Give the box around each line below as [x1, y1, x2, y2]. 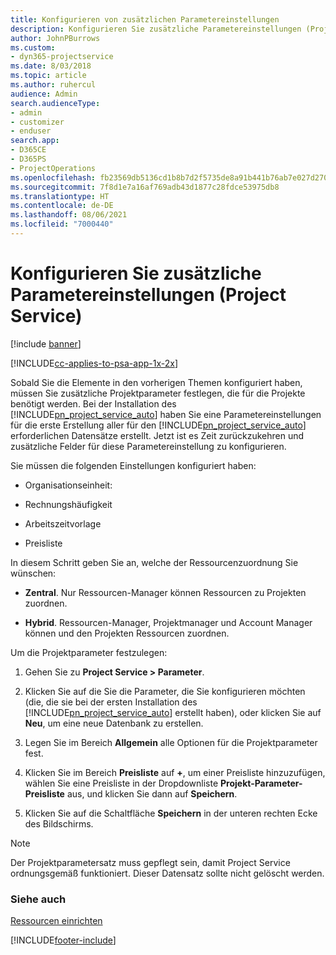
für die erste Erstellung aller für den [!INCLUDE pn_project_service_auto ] [10, 419, 307, 431]
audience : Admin [10, 89, 78, 99]
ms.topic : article [10, 71, 87, 81]
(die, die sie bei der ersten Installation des [24, 696, 198, 708]
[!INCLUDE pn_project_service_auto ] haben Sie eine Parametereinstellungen [10, 408, 322, 420]
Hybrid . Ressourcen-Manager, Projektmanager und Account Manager [24, 616, 313, 628]
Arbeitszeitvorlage [24, 517, 102, 530]
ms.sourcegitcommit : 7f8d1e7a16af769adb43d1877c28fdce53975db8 [10, 182, 280, 192]
